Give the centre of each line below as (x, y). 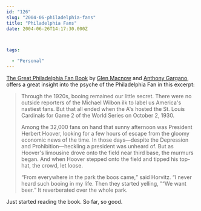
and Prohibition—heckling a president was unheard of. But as (97, 146)
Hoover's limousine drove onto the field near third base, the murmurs (107, 153)
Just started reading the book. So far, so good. (64, 202)
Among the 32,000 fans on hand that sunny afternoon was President (107, 127)
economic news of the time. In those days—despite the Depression (105, 140)
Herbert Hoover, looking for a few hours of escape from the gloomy (105, 134)
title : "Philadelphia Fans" (42, 23)
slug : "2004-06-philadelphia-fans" (51, 17)
